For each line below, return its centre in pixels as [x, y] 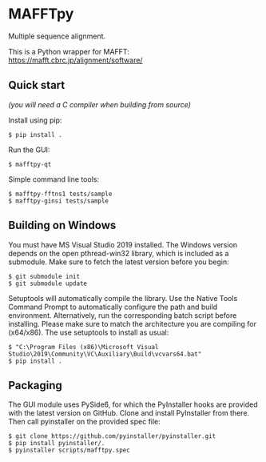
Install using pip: [35, 120]
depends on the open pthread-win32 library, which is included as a [119, 253]
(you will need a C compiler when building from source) [100, 104]
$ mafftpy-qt [30, 164]
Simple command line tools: [54, 179]
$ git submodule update [48, 283]
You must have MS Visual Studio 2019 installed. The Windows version [123, 244]
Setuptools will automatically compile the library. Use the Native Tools [123, 298]
